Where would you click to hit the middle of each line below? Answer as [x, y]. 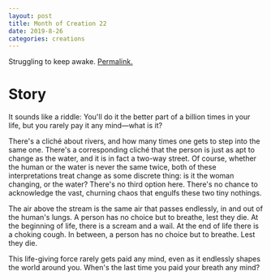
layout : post [30, 16]
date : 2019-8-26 [36, 31]
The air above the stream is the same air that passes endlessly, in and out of [136, 209]
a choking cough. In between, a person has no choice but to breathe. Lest [132, 235]
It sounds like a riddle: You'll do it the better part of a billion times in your [129, 117]
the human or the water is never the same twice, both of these [112, 167]
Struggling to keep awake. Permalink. [71, 62]
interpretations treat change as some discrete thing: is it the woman [121, 176]
